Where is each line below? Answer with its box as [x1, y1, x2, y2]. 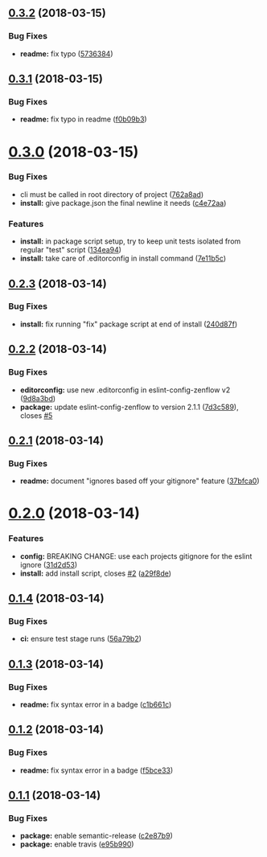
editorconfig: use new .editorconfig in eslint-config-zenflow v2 [19, 385, 231, 395]
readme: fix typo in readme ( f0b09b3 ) [19, 114, 147, 124]
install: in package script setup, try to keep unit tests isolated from [19, 236, 241, 246]
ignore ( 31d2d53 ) [19, 560, 78, 569]
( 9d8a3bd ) [19, 393, 56, 403]
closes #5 [19, 410, 53, 420]
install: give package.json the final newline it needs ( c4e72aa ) [19, 198, 227, 207]
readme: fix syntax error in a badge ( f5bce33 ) [19, 765, 174, 775]
